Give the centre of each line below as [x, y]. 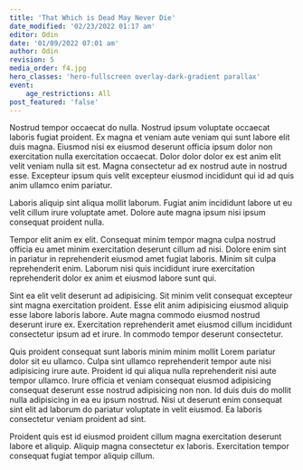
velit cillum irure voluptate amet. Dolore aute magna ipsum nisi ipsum [137, 213]
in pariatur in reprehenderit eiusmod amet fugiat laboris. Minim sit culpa [143, 259]
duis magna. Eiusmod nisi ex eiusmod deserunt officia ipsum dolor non [141, 147]
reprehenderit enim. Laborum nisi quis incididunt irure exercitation [132, 269]
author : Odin [34, 52]
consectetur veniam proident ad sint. [78, 419]
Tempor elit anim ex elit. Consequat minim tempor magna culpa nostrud [142, 240]
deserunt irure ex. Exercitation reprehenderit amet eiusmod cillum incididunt [151, 325]
